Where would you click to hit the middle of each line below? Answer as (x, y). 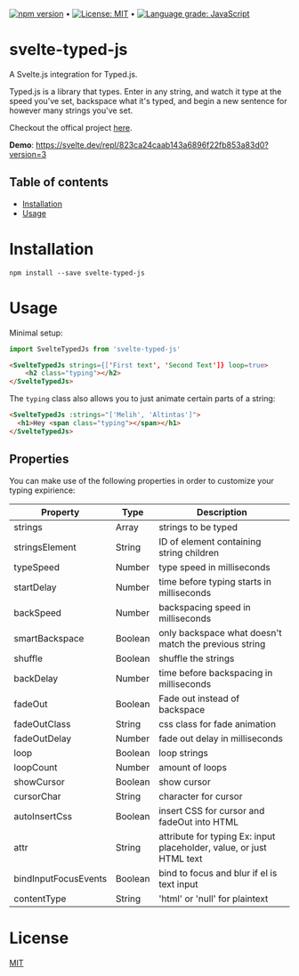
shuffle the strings (197, 658)
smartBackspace (49, 638)
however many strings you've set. (71, 110)
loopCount (36, 767)
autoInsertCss (43, 816)
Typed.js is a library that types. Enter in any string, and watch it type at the (145, 91)
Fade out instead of (199, 698)
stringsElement (45, 547)
